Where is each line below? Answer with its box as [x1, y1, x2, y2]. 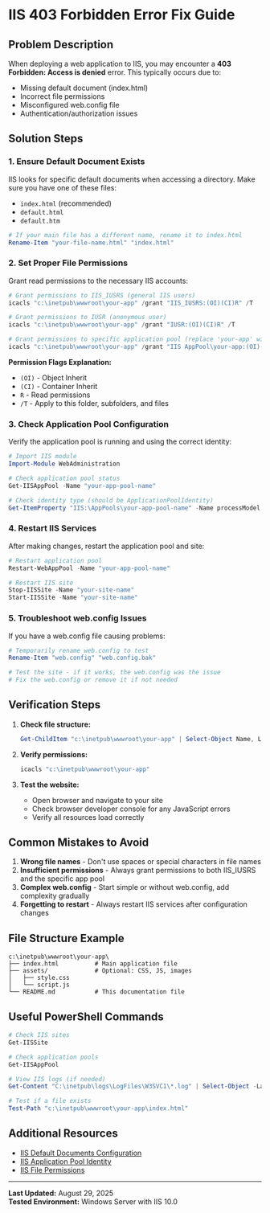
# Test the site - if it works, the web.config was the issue [8, 669, 221, 677]
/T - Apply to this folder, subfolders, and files [19, 398, 169, 408]
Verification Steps [8, 698, 101, 712]
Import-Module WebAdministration [8, 460, 121, 468]
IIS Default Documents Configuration [19, 1148, 142, 1158]
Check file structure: [19, 719, 91, 729]
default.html [19, 208, 64, 216]
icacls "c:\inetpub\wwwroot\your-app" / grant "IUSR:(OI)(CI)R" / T [8, 321, 235, 329]
